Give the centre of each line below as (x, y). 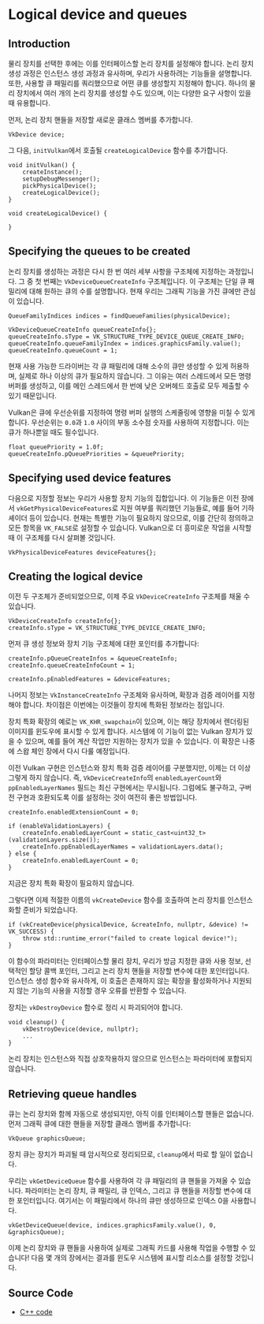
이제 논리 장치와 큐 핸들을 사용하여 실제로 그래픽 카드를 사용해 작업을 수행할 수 (128, 1248)
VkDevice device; (37, 135)
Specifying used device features (90, 478)
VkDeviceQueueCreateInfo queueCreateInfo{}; (82, 330)
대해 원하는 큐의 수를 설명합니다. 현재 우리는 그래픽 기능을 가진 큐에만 (135, 291)
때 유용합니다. (30, 103)
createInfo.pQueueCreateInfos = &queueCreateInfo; (93, 659)
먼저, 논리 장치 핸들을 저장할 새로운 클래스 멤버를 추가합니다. (100, 119)
